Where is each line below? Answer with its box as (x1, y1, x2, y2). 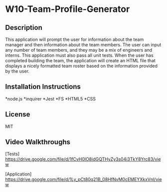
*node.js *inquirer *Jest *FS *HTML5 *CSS (5, 96, 96, 101)
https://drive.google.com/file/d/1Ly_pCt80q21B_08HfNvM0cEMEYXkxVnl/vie (5, 177, 162, 183)
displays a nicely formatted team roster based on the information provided (5, 63, 158, 69)
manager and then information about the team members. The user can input (5, 42, 162, 48)
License (5, 110, 30, 119)
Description (5, 23, 42, 32)
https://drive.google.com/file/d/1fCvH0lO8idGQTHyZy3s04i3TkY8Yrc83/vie (5, 156, 161, 162)
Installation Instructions (5, 83, 81, 91)
